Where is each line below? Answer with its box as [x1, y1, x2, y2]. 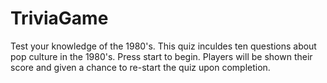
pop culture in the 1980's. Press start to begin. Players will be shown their [10, 50, 313, 62]
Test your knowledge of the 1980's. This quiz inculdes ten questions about [10, 40, 317, 52]
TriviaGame [10, 7, 109, 30]
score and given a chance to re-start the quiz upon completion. [10, 61, 271, 73]
